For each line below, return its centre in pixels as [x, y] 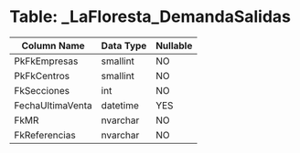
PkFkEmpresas [46, 61]
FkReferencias [45, 135]
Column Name [53, 46]
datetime [120, 105]
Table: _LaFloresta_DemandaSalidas [150, 17]
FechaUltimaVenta [54, 105]
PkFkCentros [42, 76]
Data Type [124, 46]
